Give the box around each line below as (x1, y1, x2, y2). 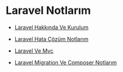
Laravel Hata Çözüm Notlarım (14, 35, 89, 42)
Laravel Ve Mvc (14, 47, 54, 54)
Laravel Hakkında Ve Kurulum (14, 24, 89, 31)
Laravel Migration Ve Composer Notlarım (14, 59, 117, 66)
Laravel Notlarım (5, 4, 91, 18)
